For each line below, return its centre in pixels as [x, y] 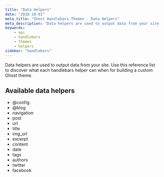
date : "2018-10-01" [25, 14]
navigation [23, 113]
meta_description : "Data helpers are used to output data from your [77, 23]
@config [21, 103]
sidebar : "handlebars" [28, 51]
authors [20, 160]
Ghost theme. [19, 75]
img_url [20, 134]
